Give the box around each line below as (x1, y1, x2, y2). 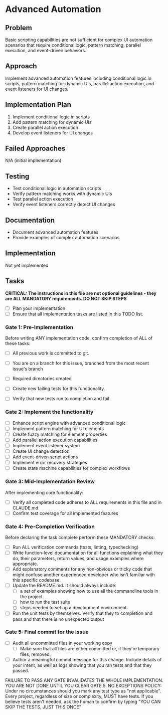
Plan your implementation (12, 305, 66, 311)
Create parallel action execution (12, 124, 79, 130)
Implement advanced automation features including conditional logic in (5, 75, 152, 81)
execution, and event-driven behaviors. (5, 48, 86, 53)
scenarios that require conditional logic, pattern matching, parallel (5, 42, 141, 48)
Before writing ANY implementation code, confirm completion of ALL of (5, 335, 153, 341)
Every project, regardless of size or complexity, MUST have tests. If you (5, 693, 153, 699)
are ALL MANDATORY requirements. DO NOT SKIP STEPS (5, 295, 127, 301)
